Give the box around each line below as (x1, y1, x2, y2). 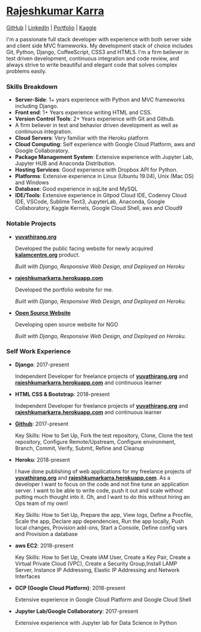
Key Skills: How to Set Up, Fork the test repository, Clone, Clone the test (14, 432, 193, 439)
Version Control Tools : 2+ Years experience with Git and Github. (14, 115, 175, 122)
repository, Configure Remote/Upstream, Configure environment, (14, 438, 176, 445)
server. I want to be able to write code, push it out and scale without (14, 487, 183, 494)
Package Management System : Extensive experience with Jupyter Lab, (14, 154, 194, 161)
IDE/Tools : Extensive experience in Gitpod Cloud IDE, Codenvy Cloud (14, 192, 187, 199)
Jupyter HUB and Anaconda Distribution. (14, 160, 116, 167)
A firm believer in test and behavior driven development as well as (14, 122, 178, 129)
